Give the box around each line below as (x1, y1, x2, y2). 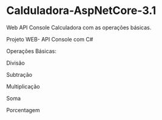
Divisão (6, 59, 25, 66)
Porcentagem (6, 106, 41, 113)
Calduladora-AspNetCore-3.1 (6, 4, 157, 18)
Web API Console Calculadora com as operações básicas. (6, 24, 152, 31)
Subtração (6, 71, 32, 78)
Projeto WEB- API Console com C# (6, 35, 93, 43)
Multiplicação (6, 83, 41, 90)
